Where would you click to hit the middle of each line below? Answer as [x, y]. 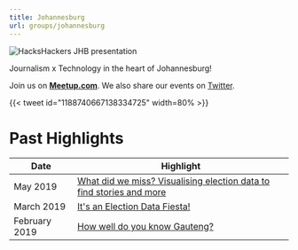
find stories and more [122, 192]
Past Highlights [67, 138]
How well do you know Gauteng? [145, 227]
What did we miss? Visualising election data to [173, 181]
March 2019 [40, 207]
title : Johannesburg [47, 17]
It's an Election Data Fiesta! [133, 207]
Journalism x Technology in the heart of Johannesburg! [111, 68]
